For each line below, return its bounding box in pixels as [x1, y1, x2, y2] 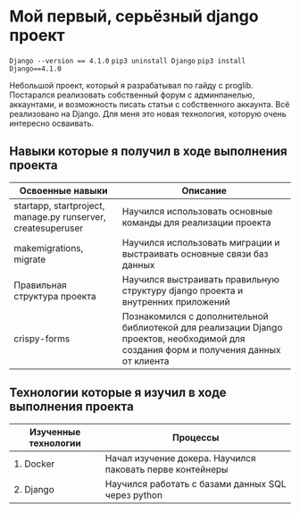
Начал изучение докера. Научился [104, 451, 256, 464]
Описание [181, 184, 228, 197]
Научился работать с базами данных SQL [104, 477, 287, 490]
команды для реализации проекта [121, 216, 271, 229]
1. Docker [13, 458, 55, 470]
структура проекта [13, 290, 96, 302]
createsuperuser [13, 222, 84, 234]
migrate [13, 253, 46, 265]
